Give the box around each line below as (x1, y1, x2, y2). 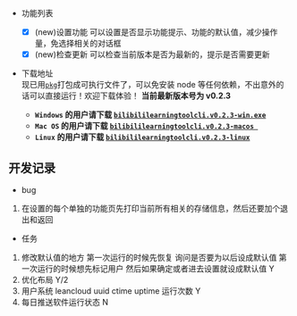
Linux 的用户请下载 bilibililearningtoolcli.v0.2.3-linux (34, 132, 250, 143)
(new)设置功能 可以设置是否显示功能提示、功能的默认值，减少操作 (34, 27, 278, 37)
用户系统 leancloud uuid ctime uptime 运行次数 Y (21, 285, 201, 296)
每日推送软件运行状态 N (21, 296, 109, 307)
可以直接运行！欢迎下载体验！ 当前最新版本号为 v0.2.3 (29, 90, 232, 101)
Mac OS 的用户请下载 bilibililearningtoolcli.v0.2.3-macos (34, 121, 254, 131)
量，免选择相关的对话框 (34, 38, 122, 49)
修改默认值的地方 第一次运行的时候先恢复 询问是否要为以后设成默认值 (21, 252, 277, 262)
